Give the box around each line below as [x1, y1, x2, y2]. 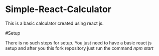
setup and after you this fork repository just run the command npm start [5, 45, 154, 51]
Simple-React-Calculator [5, 4, 111, 15]
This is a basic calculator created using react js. [5, 20, 104, 26]
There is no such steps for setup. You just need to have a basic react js [5, 39, 152, 46]
